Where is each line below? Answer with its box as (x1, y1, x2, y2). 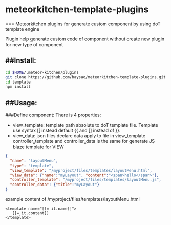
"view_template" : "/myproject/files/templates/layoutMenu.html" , (10, 168, 153, 173)
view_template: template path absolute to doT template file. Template (12, 122, 158, 128)
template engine (5, 26, 40, 32)
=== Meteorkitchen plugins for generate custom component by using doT (5, 21, 161, 27)
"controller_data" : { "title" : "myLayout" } (10, 182, 100, 188)
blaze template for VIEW (12, 144, 64, 150)
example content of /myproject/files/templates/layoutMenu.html (5, 196, 140, 202)
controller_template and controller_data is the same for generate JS (12, 138, 155, 145)
